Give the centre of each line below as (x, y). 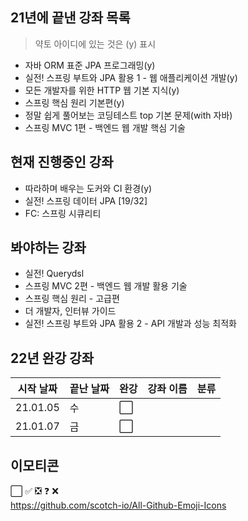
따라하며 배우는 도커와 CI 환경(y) (88, 188)
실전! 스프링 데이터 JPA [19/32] (86, 200)
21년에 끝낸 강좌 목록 (70, 18)
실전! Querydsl (54, 274)
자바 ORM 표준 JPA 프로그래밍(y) (90, 65)
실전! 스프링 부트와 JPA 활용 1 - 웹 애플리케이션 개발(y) (131, 77)
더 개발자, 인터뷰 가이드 (70, 311)
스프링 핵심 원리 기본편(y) (74, 102)
